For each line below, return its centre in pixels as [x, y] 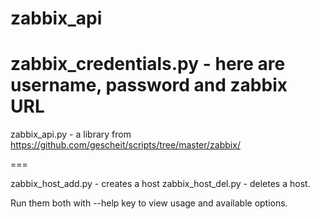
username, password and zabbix [149, 85]
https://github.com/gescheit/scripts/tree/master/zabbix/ [125, 145]
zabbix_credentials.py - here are [148, 64]
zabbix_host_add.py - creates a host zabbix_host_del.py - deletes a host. [160, 184]
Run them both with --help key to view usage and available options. [149, 203]
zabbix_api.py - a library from [71, 134]
